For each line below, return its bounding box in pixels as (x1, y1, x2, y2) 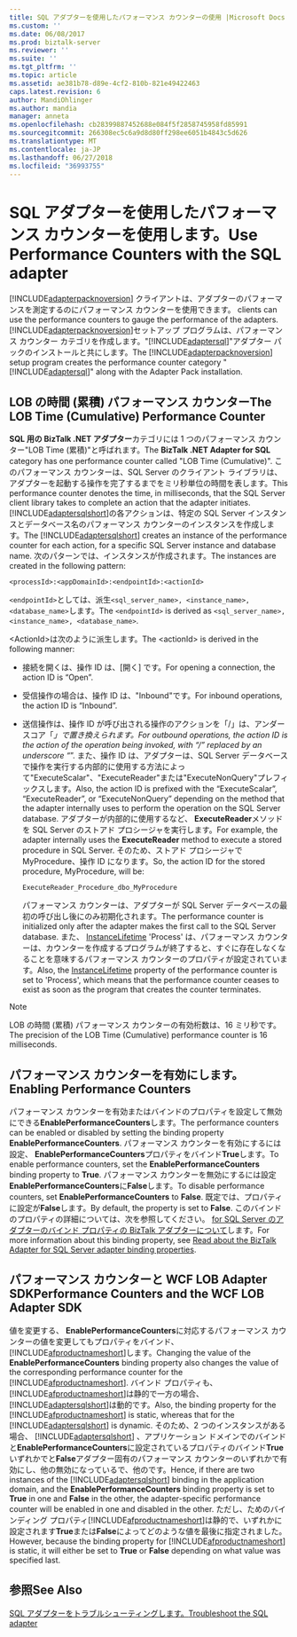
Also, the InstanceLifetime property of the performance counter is (36, 964, 277, 976)
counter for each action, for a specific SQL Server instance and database (9, 540, 277, 551)
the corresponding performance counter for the (9, 1366, 184, 1377)
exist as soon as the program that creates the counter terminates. (21, 984, 262, 995)
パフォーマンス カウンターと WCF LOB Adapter (9, 1272, 268, 1287)
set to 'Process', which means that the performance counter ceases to (21, 975, 279, 986)
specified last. (9, 1554, 61, 1565)
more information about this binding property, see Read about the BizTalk (9, 1234, 277, 1245)
